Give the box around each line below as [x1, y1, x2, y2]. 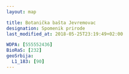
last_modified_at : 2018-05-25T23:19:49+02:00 [6, 31, 123, 37]
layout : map [6, 8, 36, 15]
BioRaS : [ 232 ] [6, 48, 42, 54]
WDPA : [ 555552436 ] [6, 42, 53, 48]
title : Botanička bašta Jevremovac [6, 19, 96, 26]
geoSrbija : [6, 53, 34, 59]
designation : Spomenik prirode [6, 25, 85, 31]
